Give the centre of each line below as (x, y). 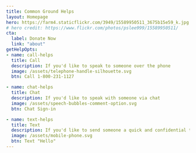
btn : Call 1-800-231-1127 (43, 76)
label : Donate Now (34, 39)
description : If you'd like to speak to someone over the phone (91, 66)
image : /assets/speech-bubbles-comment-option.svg (74, 103)
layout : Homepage (27, 17)
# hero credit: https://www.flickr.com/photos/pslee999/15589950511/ (92, 28)
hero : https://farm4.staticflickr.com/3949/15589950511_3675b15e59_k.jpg (98, 22)
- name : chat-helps (30, 87)
